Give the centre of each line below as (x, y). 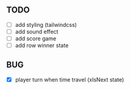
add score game (36, 38)
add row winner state (42, 45)
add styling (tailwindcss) (46, 24)
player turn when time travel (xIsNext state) (70, 79)
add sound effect (37, 31)
